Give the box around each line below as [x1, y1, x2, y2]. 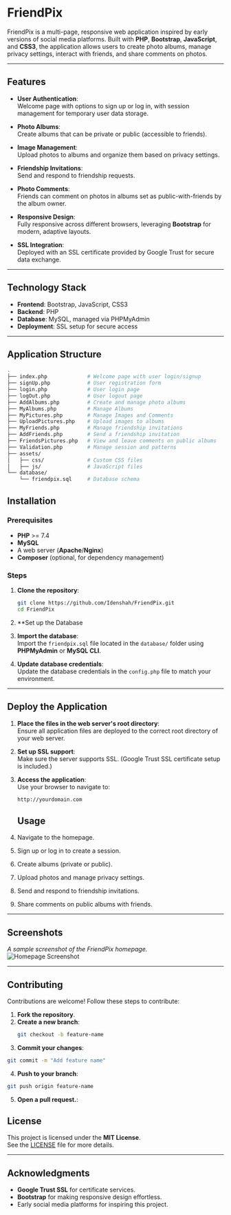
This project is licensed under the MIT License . [7, 1134, 141, 1142]
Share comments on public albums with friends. [16, 900, 153, 909]
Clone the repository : [16, 586, 80, 595]
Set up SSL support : [16, 747, 76, 755]
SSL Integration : [16, 240, 65, 249]
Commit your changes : [16, 1043, 84, 1051]
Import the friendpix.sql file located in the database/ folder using [16, 639, 204, 647]
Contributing [7, 978, 63, 991]
